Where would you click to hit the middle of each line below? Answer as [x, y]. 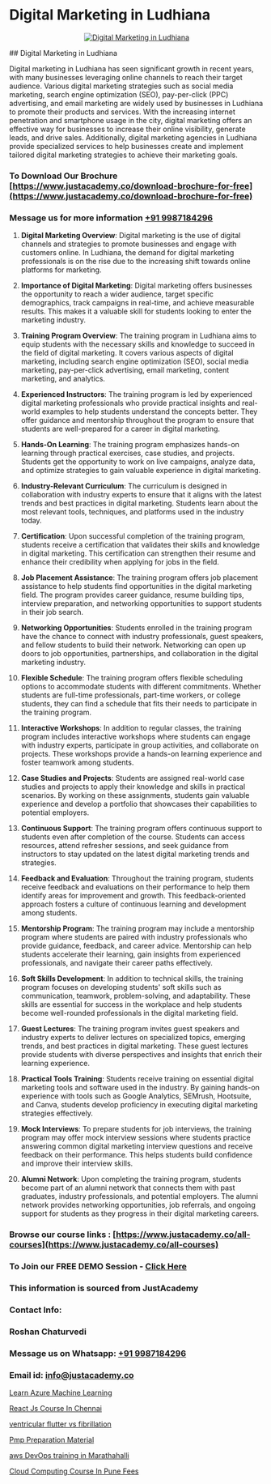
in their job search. [52, 612]
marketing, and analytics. [63, 379]
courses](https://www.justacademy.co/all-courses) [114, 1245]
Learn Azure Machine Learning [61, 1392]
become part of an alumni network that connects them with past [128, 1188]
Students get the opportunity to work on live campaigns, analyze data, [138, 462]
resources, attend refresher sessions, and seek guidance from [125, 846]
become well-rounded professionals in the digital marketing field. [129, 1013]
